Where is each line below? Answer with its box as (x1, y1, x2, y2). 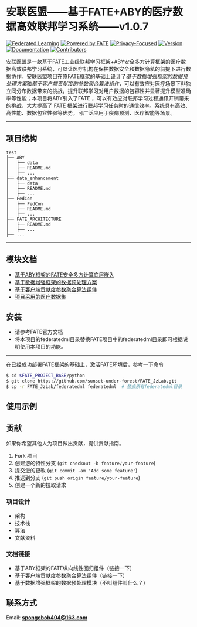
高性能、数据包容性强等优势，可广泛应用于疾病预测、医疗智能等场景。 (6, 109, 176, 116)
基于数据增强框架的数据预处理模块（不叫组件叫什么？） (14, 579, 148, 586)
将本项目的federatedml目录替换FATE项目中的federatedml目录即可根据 (14, 336, 183, 343)
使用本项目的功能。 (19, 343, 66, 350)
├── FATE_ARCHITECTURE (6, 216, 62, 222)
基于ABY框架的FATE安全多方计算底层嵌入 (14, 271, 115, 278)
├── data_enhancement (6, 175, 59, 181)
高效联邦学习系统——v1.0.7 (16, 20, 149, 33)
